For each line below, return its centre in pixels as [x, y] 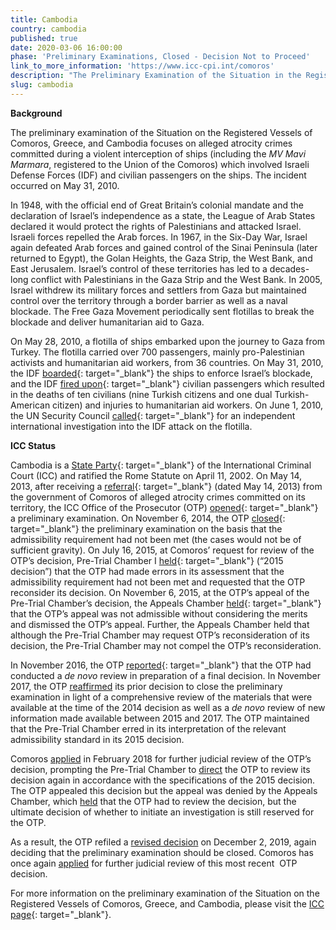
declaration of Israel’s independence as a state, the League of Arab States [163, 215]
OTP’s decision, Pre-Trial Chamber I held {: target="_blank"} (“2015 [147, 560]
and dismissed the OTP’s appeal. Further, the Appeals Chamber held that [160, 624]
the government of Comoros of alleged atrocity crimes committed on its [158, 497]
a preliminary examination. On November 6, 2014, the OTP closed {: [148, 518]
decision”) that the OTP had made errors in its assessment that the [147, 571]
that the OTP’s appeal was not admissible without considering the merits [159, 613]
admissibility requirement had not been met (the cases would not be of [156, 539]
